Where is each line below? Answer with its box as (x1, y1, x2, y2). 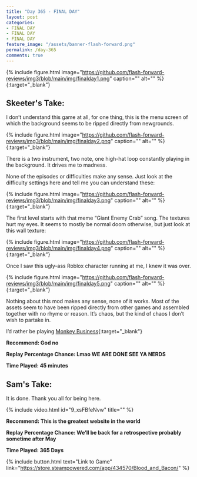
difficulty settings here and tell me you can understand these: (6, 179, 155, 186)
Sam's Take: (6, 379, 52, 389)
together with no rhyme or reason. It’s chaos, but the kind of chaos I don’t (6, 310, 184, 317)
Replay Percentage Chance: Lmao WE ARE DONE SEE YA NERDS (6, 351, 166, 358)
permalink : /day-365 (6, 47, 57, 53)
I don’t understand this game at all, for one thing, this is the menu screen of (6, 114, 188, 121)
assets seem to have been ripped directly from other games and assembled (6, 304, 189, 311)
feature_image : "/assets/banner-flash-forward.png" (6, 42, 135, 48)
